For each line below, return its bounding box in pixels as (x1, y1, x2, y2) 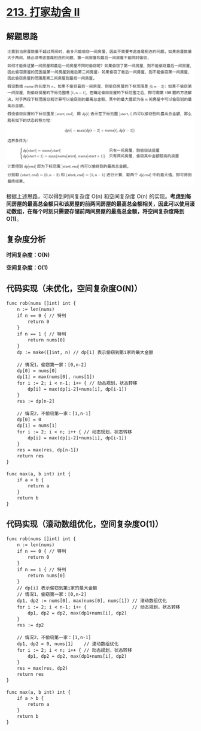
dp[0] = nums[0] (17, 368, 58, 374)
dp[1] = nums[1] (17, 423, 58, 429)
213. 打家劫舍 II (6, 5, 80, 19)
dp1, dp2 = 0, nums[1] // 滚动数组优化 (17, 641, 119, 647)
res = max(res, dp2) (17, 666, 68, 672)
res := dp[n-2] (17, 399, 55, 405)
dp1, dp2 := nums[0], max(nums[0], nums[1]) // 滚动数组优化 (17, 598, 167, 604)
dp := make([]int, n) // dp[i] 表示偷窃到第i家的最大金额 (17, 349, 154, 356)
